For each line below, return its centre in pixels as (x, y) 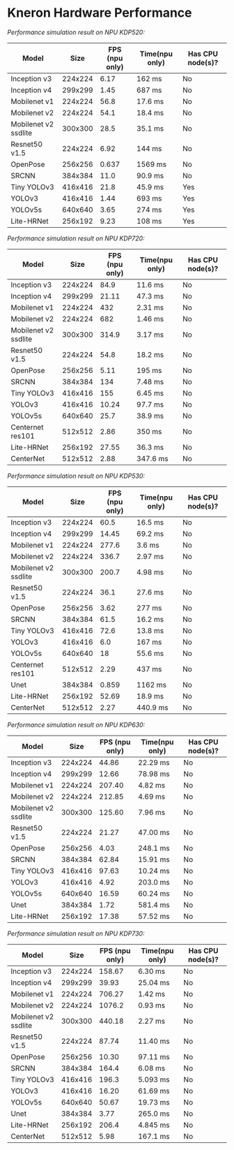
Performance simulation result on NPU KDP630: (76, 725)
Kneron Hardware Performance (100, 13)
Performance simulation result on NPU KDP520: (76, 32)
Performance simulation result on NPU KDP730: (76, 933)
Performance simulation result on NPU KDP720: (76, 238)
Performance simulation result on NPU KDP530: (76, 476)
